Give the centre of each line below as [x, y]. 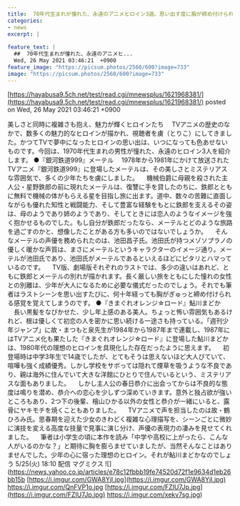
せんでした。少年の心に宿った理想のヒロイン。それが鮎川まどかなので [116, 455]
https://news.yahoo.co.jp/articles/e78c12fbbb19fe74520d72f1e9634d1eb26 [120, 472]
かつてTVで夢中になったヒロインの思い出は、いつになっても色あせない [124, 142]
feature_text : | [31, 47]
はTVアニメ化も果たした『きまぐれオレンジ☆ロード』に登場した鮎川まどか [118, 338]
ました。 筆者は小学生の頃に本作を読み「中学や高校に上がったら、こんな [118, 437]
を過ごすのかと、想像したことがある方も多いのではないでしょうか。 [107, 231]
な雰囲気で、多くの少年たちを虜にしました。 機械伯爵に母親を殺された [115, 178]
